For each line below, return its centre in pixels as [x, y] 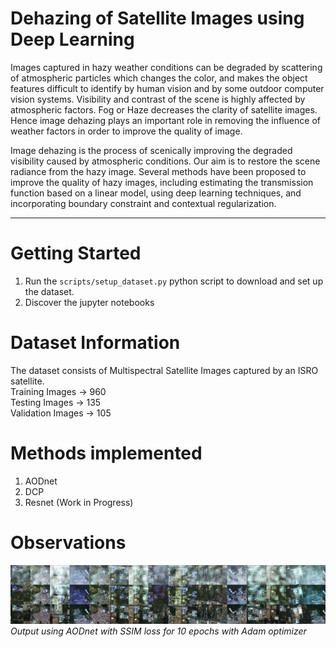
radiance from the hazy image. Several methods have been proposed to [158, 171]
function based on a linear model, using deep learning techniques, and [156, 193]
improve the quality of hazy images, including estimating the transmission [162, 182]
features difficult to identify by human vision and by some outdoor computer [167, 88]
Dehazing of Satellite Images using [157, 18]
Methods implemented [106, 453]
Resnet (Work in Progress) [79, 502]
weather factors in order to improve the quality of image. [126, 131]
